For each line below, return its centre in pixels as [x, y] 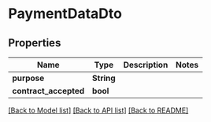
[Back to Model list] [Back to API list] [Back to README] [98, 110]
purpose [28, 78]
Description [146, 65]
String [104, 78]
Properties [35, 43]
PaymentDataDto [65, 14]
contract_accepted [48, 91]
